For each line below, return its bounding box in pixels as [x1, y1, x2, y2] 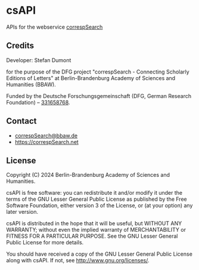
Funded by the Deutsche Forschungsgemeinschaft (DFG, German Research [6, 92, 192, 99]
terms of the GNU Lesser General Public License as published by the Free [6, 195, 187, 203]
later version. [6, 208, 39, 216]
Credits [6, 41, 35, 51]
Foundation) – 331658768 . [6, 99, 70, 106]
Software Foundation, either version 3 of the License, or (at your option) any [6, 202, 193, 209]
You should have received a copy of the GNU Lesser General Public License [6, 250, 192, 257]
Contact [6, 116, 37, 126]
